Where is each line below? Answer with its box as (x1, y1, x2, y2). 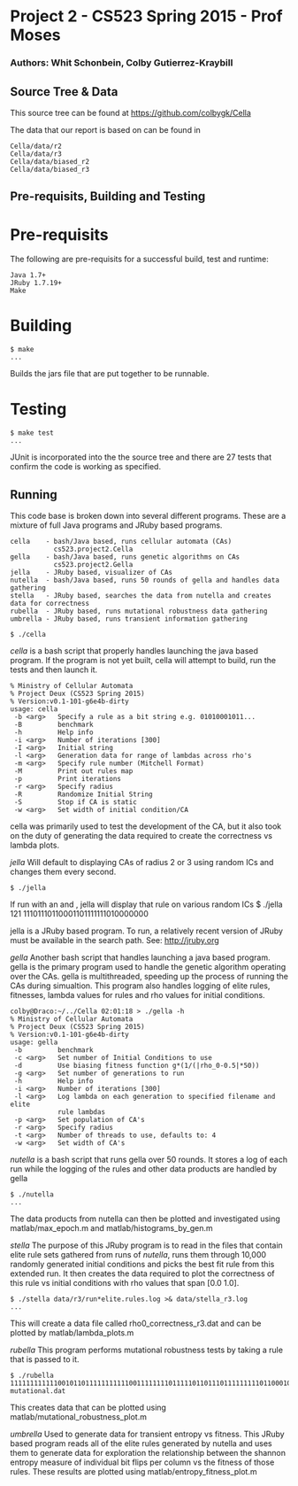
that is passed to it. (10, 1353, 80, 1365)
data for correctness (10, 599, 90, 608)
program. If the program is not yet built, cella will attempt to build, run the (10, 654, 277, 665)
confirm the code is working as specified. (10, 461, 162, 472)
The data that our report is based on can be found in (10, 124, 202, 135)
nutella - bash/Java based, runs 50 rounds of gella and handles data (10, 576, 279, 584)
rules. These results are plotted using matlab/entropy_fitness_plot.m (10, 1466, 257, 1476)
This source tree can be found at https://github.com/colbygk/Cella (10, 107, 251, 118)
